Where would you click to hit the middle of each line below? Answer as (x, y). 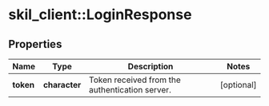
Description (151, 67)
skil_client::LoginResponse (100, 15)
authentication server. (130, 90)
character (62, 85)
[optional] (238, 85)
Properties (35, 44)
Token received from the (135, 80)
